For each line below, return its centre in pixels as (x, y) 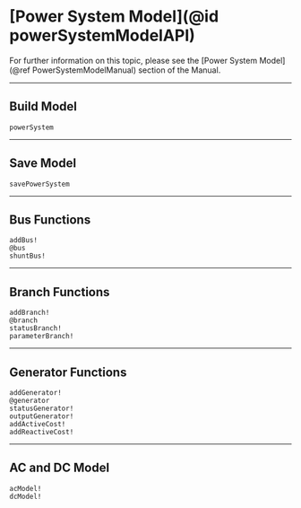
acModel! (26, 488)
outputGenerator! (42, 416)
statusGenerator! (42, 408)
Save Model (43, 163)
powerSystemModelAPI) (102, 35)
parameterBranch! (42, 337)
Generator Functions (68, 372)
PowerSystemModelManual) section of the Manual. (126, 70)
